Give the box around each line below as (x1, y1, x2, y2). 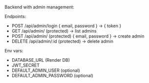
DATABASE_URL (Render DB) (11, 57, 70, 63)
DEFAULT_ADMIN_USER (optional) (11, 67, 80, 73)
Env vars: (4, 48, 23, 53)
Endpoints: (4, 14, 26, 19)
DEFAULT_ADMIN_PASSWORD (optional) (11, 73, 93, 78)
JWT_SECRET (11, 63, 40, 68)
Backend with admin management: (4, 4, 74, 10)
